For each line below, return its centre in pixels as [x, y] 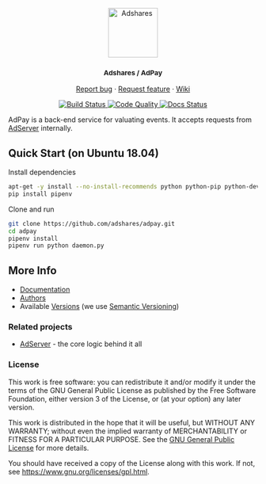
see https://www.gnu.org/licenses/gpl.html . [79, 471]
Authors [32, 298]
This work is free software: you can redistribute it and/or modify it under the [132, 382]
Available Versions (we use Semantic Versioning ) [99, 307]
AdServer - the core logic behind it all [81, 344]
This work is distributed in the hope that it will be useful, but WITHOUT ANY [132, 422]
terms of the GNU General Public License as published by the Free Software [132, 390]
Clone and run [31, 209]
